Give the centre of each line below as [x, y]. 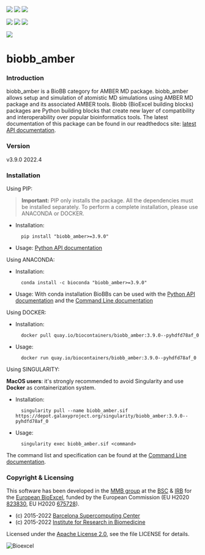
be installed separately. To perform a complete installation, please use [110, 207]
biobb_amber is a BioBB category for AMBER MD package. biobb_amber [97, 91]
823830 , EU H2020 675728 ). [43, 504]
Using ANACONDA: [31, 260]
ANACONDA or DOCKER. [53, 213]
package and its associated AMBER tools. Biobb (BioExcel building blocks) [100, 105]
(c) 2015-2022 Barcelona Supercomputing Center [78, 516]
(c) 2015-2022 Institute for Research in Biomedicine [80, 522]
